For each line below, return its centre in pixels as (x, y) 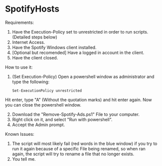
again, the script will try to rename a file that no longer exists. (73, 154)
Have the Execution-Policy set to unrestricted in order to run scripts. (80, 32)
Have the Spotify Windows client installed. (54, 47)
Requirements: (19, 22)
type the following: (31, 82)
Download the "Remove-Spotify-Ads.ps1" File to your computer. (76, 114)
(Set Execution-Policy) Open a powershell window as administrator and (83, 76)
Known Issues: (20, 134)
